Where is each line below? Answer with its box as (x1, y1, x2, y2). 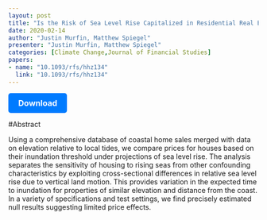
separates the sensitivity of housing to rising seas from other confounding (8, 160, 251, 169)
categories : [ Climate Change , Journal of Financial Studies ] (8, 48, 212, 56)
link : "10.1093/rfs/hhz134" (15, 71, 109, 79)
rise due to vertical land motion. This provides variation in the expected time (8, 176, 257, 187)
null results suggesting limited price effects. (8, 202, 152, 211)
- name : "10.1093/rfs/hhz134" (8, 64, 109, 71)
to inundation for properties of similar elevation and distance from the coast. (8, 185, 258, 195)
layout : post (8, 11, 52, 20)
